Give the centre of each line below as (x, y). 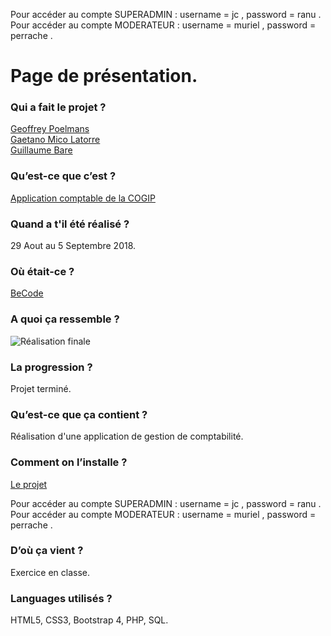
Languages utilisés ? (61, 598)
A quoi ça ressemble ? (65, 319)
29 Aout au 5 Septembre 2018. (73, 246)
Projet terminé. (41, 388)
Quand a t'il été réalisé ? (70, 224)
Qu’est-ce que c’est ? (63, 176)
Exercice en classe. (50, 572)
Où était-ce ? (42, 271)
